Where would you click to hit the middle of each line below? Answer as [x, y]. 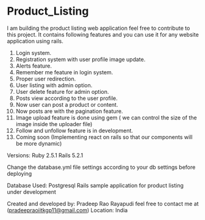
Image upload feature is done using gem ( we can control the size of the [106, 118]
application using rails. [35, 41]
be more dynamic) [39, 143]
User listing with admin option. [54, 85]
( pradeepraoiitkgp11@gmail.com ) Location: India [67, 210]
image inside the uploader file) [54, 124]
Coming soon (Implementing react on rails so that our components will [104, 137]
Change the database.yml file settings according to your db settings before [101, 167]
